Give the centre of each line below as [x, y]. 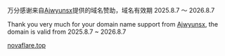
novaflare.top [27, 45]
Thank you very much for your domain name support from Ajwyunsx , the [113, 24]
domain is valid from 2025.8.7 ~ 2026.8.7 [67, 31]
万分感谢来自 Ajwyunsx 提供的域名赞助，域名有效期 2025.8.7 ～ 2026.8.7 [111, 10]
